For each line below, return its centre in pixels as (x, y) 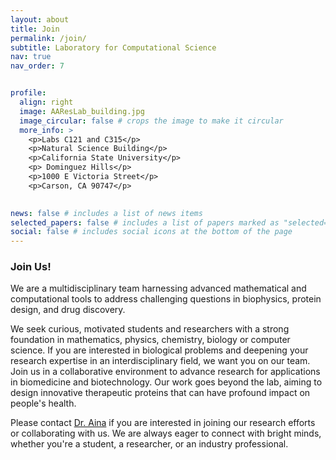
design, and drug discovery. (68, 310)
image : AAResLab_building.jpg (82, 111)
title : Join (35, 29)
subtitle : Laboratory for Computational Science (113, 47)
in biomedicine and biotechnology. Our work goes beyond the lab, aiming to (166, 382)
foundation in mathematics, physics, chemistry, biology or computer (150, 340)
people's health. (43, 403)
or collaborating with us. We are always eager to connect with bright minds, (166, 433)
